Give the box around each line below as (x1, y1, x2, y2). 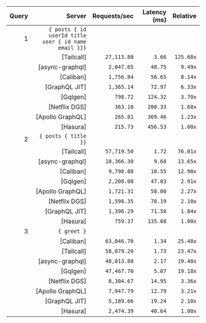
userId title (48, 32, 87, 39)
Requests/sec (92, 12, 134, 20)
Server (66, 12, 87, 20)
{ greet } (58, 228, 87, 235)
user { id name (42, 38, 87, 45)
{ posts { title (39, 133, 87, 139)
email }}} (58, 44, 87, 51)
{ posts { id (48, 26, 87, 33)
